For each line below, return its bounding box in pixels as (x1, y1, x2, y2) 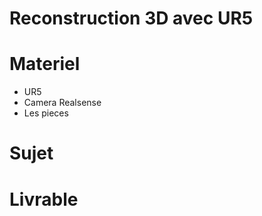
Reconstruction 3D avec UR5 (9, 7, 254, 30)
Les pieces (23, 107, 69, 119)
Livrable (9, 188, 79, 211)
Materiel (9, 53, 81, 76)
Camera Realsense (23, 97, 102, 109)
